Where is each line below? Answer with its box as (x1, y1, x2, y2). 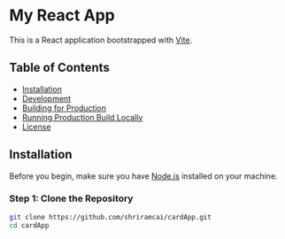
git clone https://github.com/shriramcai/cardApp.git (9, 212, 212, 221)
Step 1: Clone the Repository (9, 192, 134, 204)
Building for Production (21, 103, 107, 113)
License (21, 121, 51, 132)
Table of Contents (9, 60, 111, 75)
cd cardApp (9, 220, 50, 230)
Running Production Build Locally (21, 112, 143, 122)
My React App (9, 5, 115, 26)
